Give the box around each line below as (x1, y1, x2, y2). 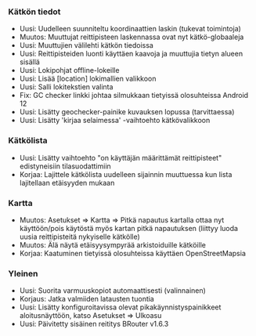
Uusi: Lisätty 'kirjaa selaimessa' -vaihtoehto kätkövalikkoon (19, 116, 211, 125)
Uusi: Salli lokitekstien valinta (19, 82, 114, 92)
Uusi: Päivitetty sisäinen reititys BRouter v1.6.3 (19, 320, 169, 329)
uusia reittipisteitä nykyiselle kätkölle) (19, 232, 141, 241)
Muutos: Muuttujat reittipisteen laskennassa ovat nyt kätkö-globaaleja (19, 32, 244, 42)
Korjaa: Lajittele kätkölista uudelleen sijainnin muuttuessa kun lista (19, 169, 233, 179)
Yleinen (8, 268, 38, 279)
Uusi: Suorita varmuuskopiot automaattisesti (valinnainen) (19, 286, 206, 295)
